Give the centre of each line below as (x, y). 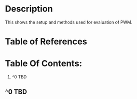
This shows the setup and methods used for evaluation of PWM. (69, 22)
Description (29, 9)
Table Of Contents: (44, 64)
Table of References (46, 42)
